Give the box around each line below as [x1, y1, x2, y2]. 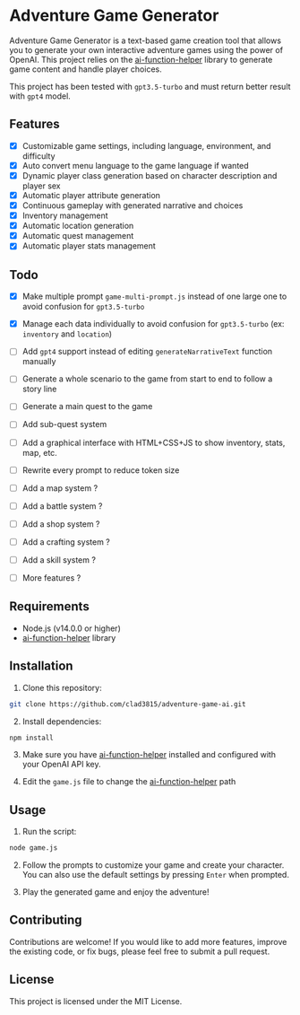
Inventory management [21, 210, 109, 221]
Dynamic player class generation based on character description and [21, 170, 278, 180]
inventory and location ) [21, 328, 113, 339]
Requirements [9, 599, 90, 615]
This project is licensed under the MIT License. [9, 995, 183, 1006]
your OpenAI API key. [21, 759, 101, 770]
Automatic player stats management [21, 241, 157, 251]
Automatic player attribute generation [21, 189, 161, 200]
